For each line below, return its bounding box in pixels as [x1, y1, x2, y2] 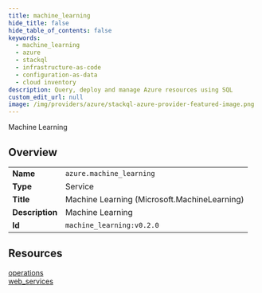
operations [8, 268, 44, 277]
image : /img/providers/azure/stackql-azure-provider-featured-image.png [8, 100, 255, 108]
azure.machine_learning [65, 169, 155, 178]
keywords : [8, 33, 41, 42]
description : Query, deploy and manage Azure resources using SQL [8, 85, 233, 94]
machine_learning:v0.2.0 [65, 221, 159, 229]
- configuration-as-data [15, 71, 98, 79]
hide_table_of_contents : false [8, 26, 112, 34]
